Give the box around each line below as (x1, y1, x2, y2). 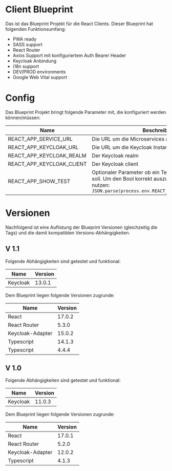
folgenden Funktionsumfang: (5, 26, 66, 32)
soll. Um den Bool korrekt (92, 175, 153, 182)
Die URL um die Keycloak (92, 144, 153, 151)
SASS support (12, 41, 42, 47)
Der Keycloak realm (92, 152, 139, 159)
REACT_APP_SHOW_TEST (8, 178, 71, 185)
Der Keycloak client (92, 160, 139, 167)
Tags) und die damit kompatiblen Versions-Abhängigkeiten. (5, 229, 131, 235)
